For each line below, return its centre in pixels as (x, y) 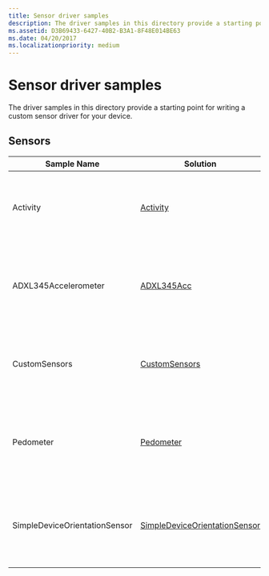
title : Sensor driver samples (59, 16)
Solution (200, 164)
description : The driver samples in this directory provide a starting (130, 23)
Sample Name (72, 164)
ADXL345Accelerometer (59, 286)
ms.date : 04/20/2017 (43, 38)
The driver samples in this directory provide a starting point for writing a (127, 107)
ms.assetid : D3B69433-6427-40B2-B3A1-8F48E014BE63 (94, 30)
